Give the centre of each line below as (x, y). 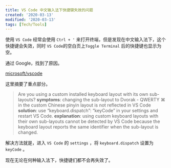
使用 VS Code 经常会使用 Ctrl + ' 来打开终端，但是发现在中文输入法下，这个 (86, 39)
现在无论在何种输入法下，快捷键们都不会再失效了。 (59, 160)
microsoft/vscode (24, 73)
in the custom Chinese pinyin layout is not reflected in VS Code (84, 105)
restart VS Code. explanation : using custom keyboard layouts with (88, 116)
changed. (28, 132)
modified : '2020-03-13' (31, 19)
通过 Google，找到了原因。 (34, 63)
